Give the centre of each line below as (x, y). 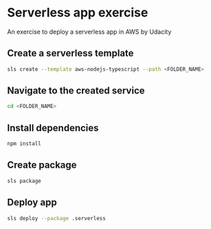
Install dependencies (53, 128)
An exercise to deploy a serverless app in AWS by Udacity (89, 32)
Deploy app (32, 203)
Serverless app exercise (78, 13)
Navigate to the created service (76, 91)
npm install (24, 144)
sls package (24, 181)
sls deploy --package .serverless (57, 218)
